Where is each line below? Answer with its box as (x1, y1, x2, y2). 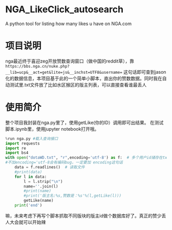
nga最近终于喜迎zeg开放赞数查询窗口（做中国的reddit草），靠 (5, 58, 135, 64)
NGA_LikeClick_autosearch (5, 4, 124, 15)
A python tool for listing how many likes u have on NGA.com (5, 20, 132, 27)
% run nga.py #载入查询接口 (5, 136, 58, 141)
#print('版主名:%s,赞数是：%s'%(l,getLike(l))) (24, 193, 122, 198)
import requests (5, 141, 40, 146)
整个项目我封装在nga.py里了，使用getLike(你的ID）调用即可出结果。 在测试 (5, 119, 164, 126)
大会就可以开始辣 (9, 219, 46, 225)
